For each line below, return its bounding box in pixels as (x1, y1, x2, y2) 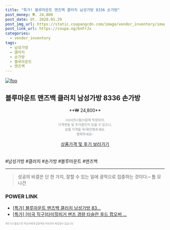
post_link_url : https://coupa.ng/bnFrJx (5, 26, 92, 31)
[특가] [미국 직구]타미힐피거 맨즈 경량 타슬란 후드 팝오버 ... (12, 211, 127, 217)
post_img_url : (5, 21, 35, 27)
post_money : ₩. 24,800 (5, 12, 53, 17)
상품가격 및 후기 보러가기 (60, 141, 110, 147)
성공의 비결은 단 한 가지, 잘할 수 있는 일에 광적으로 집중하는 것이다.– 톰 (17, 173, 156, 179)
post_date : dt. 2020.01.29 (5, 17, 62, 22)
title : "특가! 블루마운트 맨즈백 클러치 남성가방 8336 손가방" (5, 7, 120, 13)
